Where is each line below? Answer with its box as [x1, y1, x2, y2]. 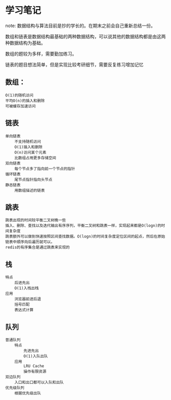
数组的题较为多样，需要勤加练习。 [5, 51, 77, 57]
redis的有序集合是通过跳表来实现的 [5, 245, 70, 250]
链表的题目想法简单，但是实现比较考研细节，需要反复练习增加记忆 [5, 61, 144, 67]
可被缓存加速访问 [5, 103, 36, 109]
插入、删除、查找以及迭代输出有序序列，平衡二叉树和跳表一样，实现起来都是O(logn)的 [5, 223, 162, 228]
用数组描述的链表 [14, 187, 45, 193]
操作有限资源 [23, 369, 47, 374]
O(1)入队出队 [23, 354, 48, 359]
